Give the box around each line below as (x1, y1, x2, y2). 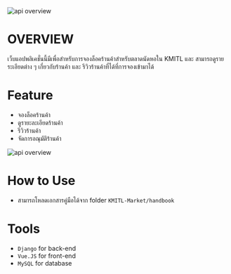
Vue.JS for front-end (17, 252, 76, 260)
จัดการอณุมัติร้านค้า (17, 134, 62, 142)
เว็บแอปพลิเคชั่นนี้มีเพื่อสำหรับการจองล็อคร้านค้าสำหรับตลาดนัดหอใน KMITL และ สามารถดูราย (7, 54, 225, 62)
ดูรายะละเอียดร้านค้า (17, 118, 63, 127)
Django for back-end (17, 244, 77, 252)
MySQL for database (17, 259, 72, 267)
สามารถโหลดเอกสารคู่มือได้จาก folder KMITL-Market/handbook (17, 196, 175, 204)
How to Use (7, 173, 76, 189)
